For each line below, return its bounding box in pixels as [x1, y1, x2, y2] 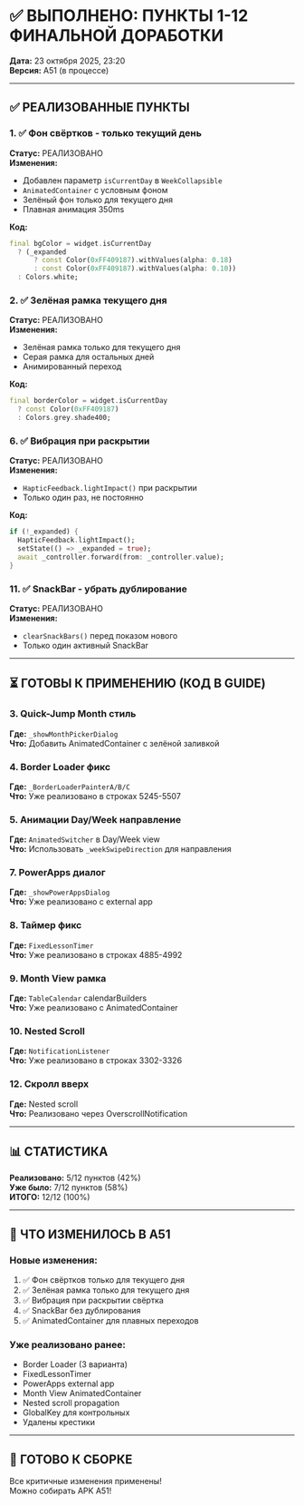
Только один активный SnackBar [22, 640, 149, 650]
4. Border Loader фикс [9, 760, 111, 773]
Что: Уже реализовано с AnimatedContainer [9, 1002, 178, 1013]
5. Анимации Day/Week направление [9, 813, 182, 826]
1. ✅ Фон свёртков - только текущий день [9, 127, 202, 140]
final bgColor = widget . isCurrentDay [9, 239, 152, 248]
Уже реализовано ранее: [9, 1339, 127, 1352]
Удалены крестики [22, 1417, 95, 1428]
